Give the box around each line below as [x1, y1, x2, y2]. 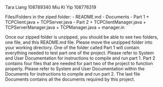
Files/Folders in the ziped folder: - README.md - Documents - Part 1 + [5, 14, 150, 19]
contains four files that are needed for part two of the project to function [5, 61, 153, 66]
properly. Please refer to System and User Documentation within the [5, 66, 145, 72]
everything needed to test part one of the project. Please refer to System [5, 50, 154, 56]
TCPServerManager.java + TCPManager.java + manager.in [5, 24, 125, 30]
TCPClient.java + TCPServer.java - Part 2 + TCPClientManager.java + [5, 19, 147, 25]
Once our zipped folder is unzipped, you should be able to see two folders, [5, 34, 159, 40]
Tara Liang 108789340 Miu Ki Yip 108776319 [5, 4, 96, 10]
